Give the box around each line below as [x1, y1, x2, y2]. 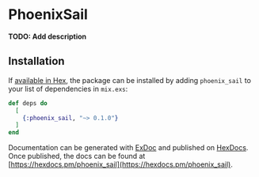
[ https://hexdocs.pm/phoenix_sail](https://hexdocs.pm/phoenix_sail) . [8, 160, 234, 169]
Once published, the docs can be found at [8, 152, 146, 161]
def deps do [8, 99, 48, 107]
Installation [8, 55, 65, 68]
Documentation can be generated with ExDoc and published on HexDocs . [8, 143, 249, 153]
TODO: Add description [8, 32, 87, 41]
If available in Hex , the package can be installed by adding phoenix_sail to [8, 75, 252, 85]
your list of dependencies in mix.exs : [8, 84, 128, 93]
